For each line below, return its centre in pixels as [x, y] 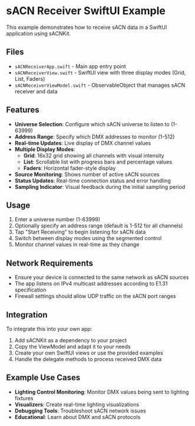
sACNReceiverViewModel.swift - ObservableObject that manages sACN [100, 85]
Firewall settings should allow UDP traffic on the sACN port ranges [95, 296]
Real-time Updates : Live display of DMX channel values [83, 143]
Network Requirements [49, 263]
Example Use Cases [43, 378]
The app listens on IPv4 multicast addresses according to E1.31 [91, 284]
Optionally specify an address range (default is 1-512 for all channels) [99, 226]
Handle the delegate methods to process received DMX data [88, 359]
